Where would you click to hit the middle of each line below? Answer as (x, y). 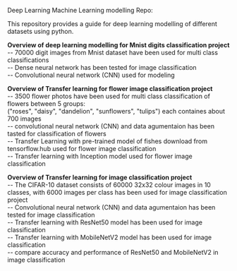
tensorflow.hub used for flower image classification (82, 149)
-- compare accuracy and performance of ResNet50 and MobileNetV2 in (113, 252)
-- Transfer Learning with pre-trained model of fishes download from (108, 141)
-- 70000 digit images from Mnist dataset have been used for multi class (113, 53)
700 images (24, 119)
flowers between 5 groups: (47, 104)
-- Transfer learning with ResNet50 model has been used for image (105, 222)
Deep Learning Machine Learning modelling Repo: (80, 10)
